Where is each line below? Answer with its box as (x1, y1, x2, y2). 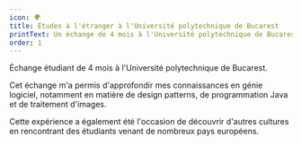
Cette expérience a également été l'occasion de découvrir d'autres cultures (9, 116, 289, 127)
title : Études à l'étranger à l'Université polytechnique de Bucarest (9, 21, 280, 30)
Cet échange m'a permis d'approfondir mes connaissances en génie (9, 80, 263, 90)
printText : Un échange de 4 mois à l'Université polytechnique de (9, 30, 263, 38)
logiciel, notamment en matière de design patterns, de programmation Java (9, 90, 289, 100)
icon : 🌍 (9, 13, 40, 22)
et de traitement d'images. (9, 99, 107, 110)
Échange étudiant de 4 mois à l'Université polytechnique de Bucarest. (9, 63, 268, 73)
